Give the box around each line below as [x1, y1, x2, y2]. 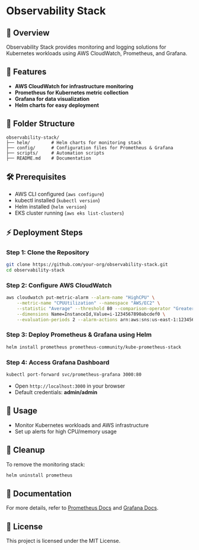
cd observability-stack [6, 267, 65, 273]
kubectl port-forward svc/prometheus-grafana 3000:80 [6, 372, 142, 378]
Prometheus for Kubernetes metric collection [14, 89, 129, 96]
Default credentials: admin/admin [14, 388, 98, 395]
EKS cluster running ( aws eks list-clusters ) [14, 209, 124, 217]
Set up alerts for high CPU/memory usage [14, 428, 117, 435]
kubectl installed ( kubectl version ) [14, 197, 101, 204]
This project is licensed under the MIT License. [6, 538, 121, 545]
